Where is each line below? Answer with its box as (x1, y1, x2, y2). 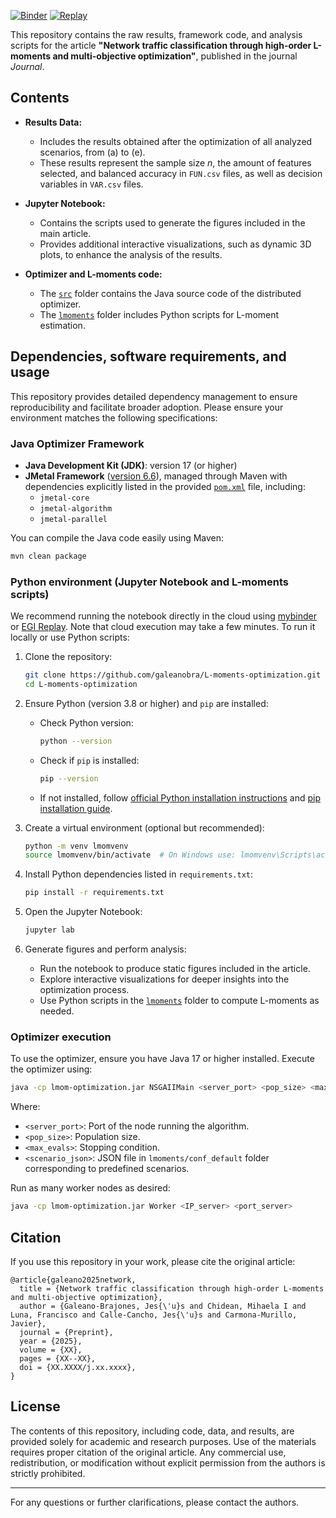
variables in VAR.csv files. (39, 178, 144, 190)
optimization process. (39, 984, 130, 996)
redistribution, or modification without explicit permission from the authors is (10, 1456, 326, 1469)
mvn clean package (10, 551, 87, 561)
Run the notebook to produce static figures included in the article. (39, 963, 311, 975)
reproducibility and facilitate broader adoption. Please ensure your (10, 401, 284, 413)
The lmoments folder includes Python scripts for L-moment (39, 308, 280, 320)
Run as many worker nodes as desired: (10, 1182, 171, 1194)
